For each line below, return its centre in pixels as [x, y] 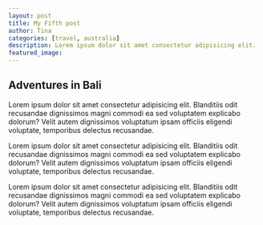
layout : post [30, 16]
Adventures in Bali [55, 85]
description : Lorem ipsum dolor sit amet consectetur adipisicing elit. [132, 46]
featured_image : [35, 53]
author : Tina [30, 30]
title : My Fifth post [45, 23]
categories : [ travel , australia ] [64, 38]
